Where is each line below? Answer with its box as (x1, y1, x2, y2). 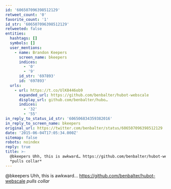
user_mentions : (10, 45, 42, 50)
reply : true (5, 144, 31, 150)
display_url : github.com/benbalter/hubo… (18, 97, 108, 102)
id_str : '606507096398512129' (5, 21, 70, 27)
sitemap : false (5, 135, 38, 140)
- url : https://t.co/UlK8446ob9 (14, 87, 83, 93)
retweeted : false (5, 26, 42, 31)
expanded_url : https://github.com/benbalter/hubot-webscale (18, 92, 149, 98)
